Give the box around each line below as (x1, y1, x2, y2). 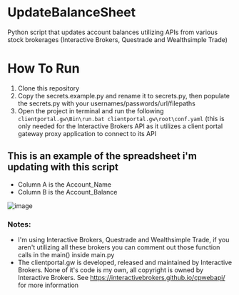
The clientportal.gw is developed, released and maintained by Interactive (17, 258, 233, 266)
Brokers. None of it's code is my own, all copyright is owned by (17, 265, 204, 274)
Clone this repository (17, 83, 80, 93)
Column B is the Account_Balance (17, 187, 118, 196)
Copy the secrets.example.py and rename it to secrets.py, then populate (17, 91, 230, 100)
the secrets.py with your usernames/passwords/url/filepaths (17, 99, 196, 108)
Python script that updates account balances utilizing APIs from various (7, 28, 218, 36)
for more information (17, 281, 79, 289)
